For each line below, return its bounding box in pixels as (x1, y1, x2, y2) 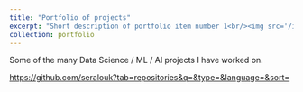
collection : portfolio (9, 30, 95, 39)
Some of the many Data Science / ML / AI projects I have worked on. (9, 55, 263, 66)
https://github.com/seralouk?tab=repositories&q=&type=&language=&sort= (9, 72, 290, 83)
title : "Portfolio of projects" (9, 13, 131, 23)
